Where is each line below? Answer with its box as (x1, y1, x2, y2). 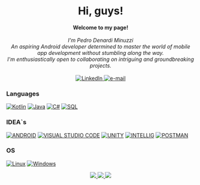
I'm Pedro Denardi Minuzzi (68, 36, 134, 44)
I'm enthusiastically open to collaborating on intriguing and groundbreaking (7, 55, 195, 63)
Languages (6, 90, 40, 98)
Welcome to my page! (72, 24, 129, 31)
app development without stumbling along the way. (37, 49, 164, 56)
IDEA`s (6, 118, 27, 127)
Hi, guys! (77, 4, 124, 18)
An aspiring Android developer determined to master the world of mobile (11, 43, 190, 50)
